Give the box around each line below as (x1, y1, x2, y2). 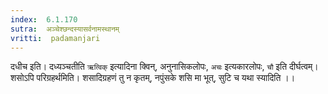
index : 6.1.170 (10, 14, 78, 25)
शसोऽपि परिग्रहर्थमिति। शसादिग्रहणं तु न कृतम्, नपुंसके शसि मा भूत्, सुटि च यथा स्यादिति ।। (10, 72, 296, 84)
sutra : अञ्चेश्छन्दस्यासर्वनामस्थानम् (10, 24, 120, 34)
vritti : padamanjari (10, 33, 101, 43)
